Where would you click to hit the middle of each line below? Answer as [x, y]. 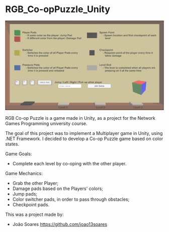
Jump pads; [25, 194]
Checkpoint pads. [31, 205]
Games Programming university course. [46, 124]
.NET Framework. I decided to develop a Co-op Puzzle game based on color [84, 139]
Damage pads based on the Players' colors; [58, 189]
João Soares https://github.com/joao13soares [60, 224]
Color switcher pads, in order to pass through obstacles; [71, 199]
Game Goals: [19, 154]
